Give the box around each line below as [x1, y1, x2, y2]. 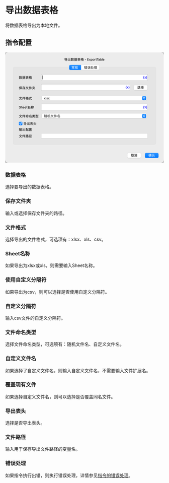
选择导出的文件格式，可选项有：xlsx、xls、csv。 [5, 236, 106, 242]
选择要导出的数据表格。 [5, 184, 54, 190]
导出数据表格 [5, 5, 59, 16]
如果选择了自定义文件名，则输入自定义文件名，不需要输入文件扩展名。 [5, 367, 151, 373]
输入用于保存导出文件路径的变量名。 [5, 446, 80, 452]
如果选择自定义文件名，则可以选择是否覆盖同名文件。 [5, 393, 116, 399]
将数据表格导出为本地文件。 [5, 22, 63, 28]
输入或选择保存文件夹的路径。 [5, 210, 67, 216]
